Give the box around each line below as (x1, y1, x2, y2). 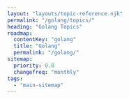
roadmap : (7, 29, 33, 37)
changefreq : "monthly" (13, 68, 79, 75)
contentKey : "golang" (13, 36, 77, 43)
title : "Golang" (13, 43, 61, 49)
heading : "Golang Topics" (7, 23, 82, 30)
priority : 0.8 (13, 62, 54, 69)
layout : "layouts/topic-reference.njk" (7, 10, 123, 17)
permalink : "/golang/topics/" (7, 17, 96, 24)
